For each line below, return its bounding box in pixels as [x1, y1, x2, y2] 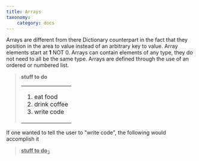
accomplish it [6, 135, 39, 142]
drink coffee [33, 100, 69, 108]
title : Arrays [6, 8, 42, 15]
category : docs [17, 20, 55, 26]
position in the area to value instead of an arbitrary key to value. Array [6, 42, 178, 50]
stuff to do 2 [20, 147, 50, 156]
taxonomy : [6, 14, 31, 20]
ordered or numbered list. [6, 62, 69, 69]
